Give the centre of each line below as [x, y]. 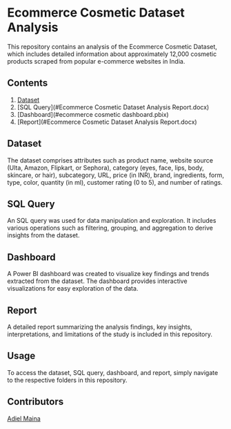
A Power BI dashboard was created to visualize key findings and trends [108, 274]
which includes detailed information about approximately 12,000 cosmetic [112, 54]
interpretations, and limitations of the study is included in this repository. [110, 334]
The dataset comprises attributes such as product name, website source [110, 160]
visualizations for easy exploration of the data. [73, 289]
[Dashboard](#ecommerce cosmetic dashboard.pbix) [93, 114]
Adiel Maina [24, 418]
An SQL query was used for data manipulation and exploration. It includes [112, 221]
